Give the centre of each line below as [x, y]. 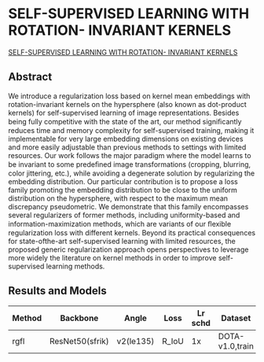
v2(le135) [136, 341]
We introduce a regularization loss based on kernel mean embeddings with [129, 96]
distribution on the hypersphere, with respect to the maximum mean [118, 198]
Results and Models [58, 291]
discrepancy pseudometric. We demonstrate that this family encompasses [128, 206]
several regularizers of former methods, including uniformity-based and [124, 215]
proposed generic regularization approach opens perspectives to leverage [128, 249]
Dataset [236, 318]
